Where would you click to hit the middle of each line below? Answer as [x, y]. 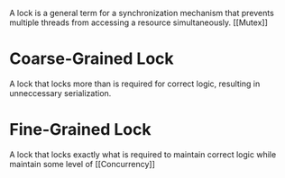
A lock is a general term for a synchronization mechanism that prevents [142, 13]
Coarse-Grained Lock [92, 59]
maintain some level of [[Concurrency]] [83, 164]
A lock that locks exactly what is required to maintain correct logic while [143, 154]
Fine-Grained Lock [80, 130]
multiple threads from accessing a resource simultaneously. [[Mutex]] [139, 22]
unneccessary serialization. [60, 93]
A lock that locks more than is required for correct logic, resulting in [135, 84]
